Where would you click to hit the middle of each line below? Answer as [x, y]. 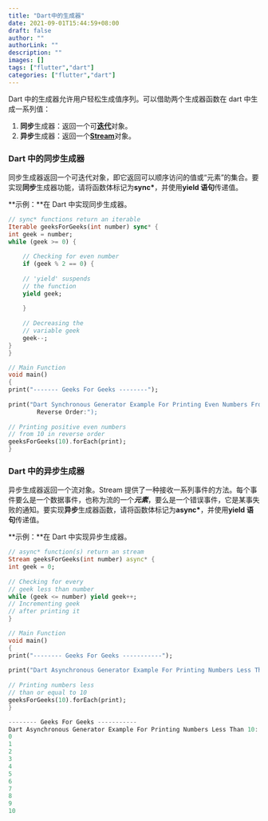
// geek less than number [51, 589]
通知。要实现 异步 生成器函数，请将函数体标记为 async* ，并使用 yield [134, 510]
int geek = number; [41, 234]
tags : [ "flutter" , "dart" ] [51, 68]
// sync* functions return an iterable [75, 219]
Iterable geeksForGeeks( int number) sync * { [83, 227]
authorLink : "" [33, 46]
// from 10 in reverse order [57, 434]
